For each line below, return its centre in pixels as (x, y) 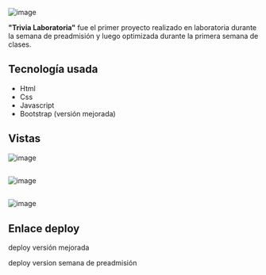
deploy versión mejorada (49, 248)
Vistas (25, 139)
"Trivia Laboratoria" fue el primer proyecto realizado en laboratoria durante (132, 27)
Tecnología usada (53, 69)
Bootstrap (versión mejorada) (68, 113)
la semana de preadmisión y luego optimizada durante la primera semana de (133, 36)
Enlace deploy (44, 229)
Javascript (37, 105)
